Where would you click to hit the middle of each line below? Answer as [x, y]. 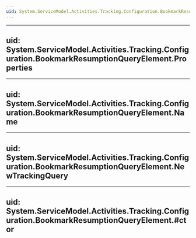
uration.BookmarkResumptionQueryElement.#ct [96, 220]
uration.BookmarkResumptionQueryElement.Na [95, 112]
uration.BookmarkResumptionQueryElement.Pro [97, 59]
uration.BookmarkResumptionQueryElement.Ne [95, 167]
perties [20, 68]
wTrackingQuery [37, 176]
